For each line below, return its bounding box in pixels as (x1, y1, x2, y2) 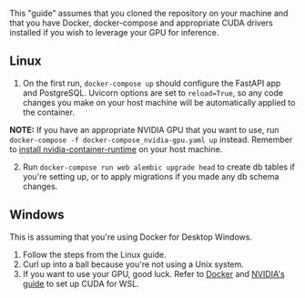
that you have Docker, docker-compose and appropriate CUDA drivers (9, 17, 273, 28)
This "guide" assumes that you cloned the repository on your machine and (9, 8, 289, 18)
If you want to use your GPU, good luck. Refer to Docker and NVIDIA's (22, 268, 285, 279)
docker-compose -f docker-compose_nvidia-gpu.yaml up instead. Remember (9, 134, 293, 145)
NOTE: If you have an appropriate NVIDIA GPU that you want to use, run (9, 124, 280, 135)
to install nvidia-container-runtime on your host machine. (9, 143, 223, 154)
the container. (22, 107, 76, 118)
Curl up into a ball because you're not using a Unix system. (22, 259, 244, 270)
